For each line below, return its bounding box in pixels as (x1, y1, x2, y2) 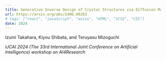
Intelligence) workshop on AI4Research (5, 49, 85, 55)
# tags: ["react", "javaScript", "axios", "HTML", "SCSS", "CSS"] (5, 16, 145, 21)
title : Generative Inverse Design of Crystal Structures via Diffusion (5, 7, 156, 12)
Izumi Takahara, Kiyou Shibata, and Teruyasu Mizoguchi (5, 34, 120, 40)
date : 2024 (5, 21, 28, 26)
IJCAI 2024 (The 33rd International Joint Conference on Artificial (5, 44, 138, 50)
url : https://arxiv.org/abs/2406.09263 (5, 12, 87, 17)
